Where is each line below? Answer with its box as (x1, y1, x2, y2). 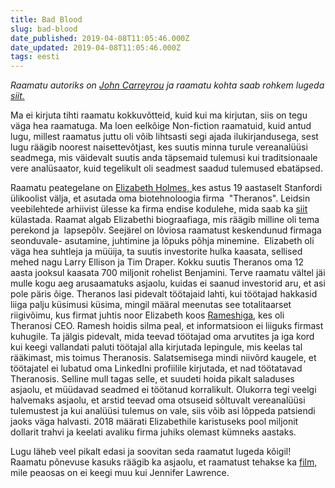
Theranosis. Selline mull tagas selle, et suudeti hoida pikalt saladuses (10, 373, 295, 385)
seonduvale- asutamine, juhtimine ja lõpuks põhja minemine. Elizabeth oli (10, 235, 315, 247)
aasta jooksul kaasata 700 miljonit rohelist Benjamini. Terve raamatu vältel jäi (10, 267, 326, 279)
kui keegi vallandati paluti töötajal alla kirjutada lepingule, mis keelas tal (10, 341, 303, 353)
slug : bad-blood (10, 24, 78, 34)
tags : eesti (10, 52, 60, 62)
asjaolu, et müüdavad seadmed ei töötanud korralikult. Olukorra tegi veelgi (10, 384, 317, 396)
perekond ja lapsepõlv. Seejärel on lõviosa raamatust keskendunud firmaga (10, 224, 322, 236)
